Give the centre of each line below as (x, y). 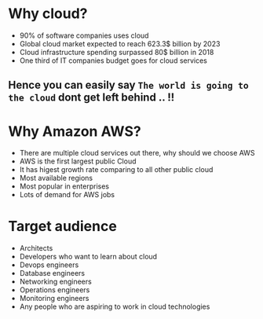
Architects (36, 248)
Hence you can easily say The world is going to (128, 85)
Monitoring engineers (54, 299)
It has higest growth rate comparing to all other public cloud (116, 170)
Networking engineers (55, 282)
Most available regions (56, 178)
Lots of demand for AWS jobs (67, 195)
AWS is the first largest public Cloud (78, 161)
